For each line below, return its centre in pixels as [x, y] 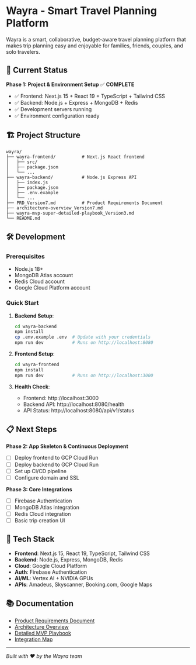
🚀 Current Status [37, 70]
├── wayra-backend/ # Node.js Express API [71, 177]
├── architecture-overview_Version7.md [55, 208]
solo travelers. [23, 51]
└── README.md [23, 218]
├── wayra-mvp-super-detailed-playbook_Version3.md [70, 213]
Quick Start [22, 303]
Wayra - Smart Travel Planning [82, 11]
